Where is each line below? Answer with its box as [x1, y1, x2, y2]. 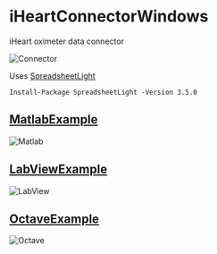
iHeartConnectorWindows [9, 6, 209, 27]
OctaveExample [9, 211, 100, 226]
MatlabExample [9, 112, 98, 127]
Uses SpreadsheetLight [9, 70, 96, 81]
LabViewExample [9, 162, 108, 177]
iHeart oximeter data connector [9, 36, 125, 47]
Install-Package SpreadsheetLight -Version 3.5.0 [9, 88, 198, 97]
